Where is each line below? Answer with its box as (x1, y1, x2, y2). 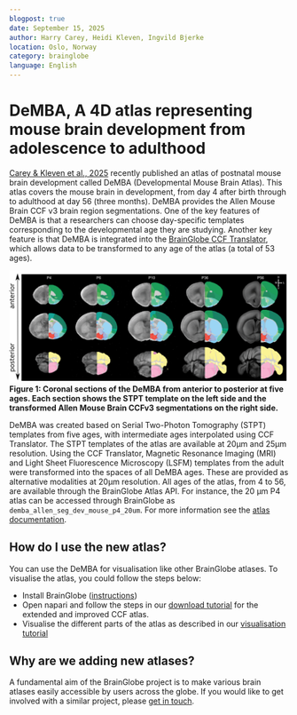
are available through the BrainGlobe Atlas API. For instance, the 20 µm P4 (9, 485, 281, 497)
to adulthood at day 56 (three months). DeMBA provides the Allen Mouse (9, 195, 276, 206)
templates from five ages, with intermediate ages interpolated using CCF (9, 429, 275, 440)
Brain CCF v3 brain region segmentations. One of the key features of (9, 205, 260, 216)
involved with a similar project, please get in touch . (9, 695, 195, 706)
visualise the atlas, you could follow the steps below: (9, 573, 201, 584)
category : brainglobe (9, 52, 90, 61)
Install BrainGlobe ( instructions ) (21, 590, 137, 600)
